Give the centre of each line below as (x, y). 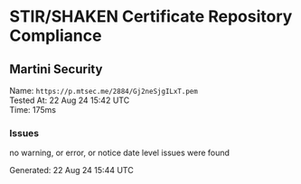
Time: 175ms (33, 110)
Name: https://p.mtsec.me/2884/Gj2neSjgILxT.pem (104, 91)
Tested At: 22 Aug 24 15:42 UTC (70, 100)
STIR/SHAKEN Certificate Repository (151, 17)
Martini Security (56, 69)
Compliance (56, 36)
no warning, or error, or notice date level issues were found (120, 153)
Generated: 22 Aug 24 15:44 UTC (71, 170)
